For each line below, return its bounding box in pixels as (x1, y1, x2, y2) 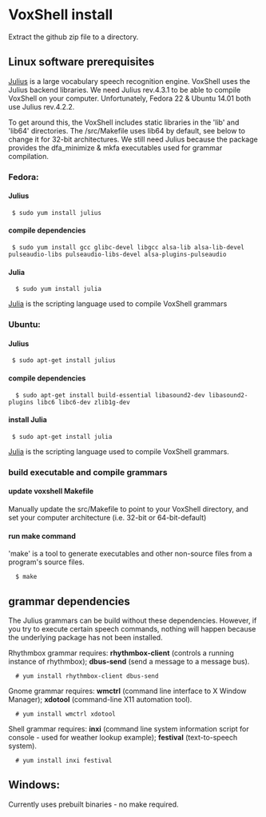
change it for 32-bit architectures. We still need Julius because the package (8, 134, 258, 144)
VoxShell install (8, 6, 113, 24)
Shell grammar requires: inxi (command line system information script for (8, 723, 249, 733)
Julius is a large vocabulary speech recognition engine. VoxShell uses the (8, 76, 251, 86)
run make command (8, 531, 76, 540)
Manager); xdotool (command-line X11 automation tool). (8, 694, 193, 704)
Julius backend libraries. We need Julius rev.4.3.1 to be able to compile (8, 85, 241, 94)
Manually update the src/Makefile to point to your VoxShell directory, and (8, 504, 249, 513)
